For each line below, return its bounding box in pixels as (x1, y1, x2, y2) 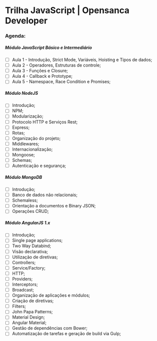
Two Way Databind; (12, 243, 51, 249)
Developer (5, 15, 47, 26)
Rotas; (12, 130, 25, 136)
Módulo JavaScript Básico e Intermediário (5, 44, 92, 51)
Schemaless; (12, 197, 38, 204)
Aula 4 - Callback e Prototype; (12, 73, 73, 79)
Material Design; (12, 314, 45, 320)
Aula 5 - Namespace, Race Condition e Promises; (12, 79, 111, 85)
